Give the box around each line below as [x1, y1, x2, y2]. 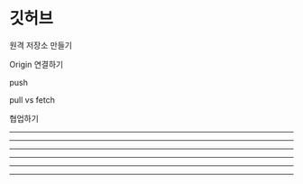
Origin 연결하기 [9, 59, 64, 69]
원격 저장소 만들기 [9, 40, 72, 51]
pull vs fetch [9, 94, 56, 105]
